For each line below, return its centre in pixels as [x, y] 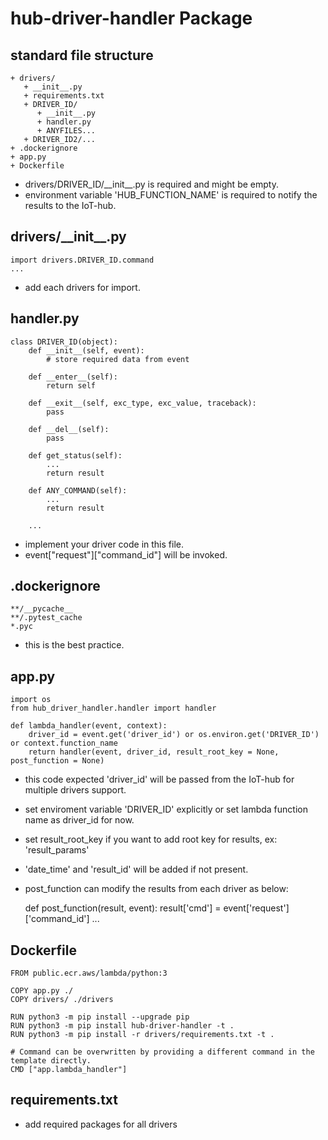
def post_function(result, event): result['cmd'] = [123, 908]
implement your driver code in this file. [104, 544]
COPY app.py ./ [42, 991]
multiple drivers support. [75, 790]
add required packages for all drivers [101, 1124]
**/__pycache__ [42, 609]
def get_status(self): [75, 455]
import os [31, 700]
